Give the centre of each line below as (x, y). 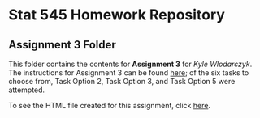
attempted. (27, 90)
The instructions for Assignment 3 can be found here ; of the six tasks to (129, 73)
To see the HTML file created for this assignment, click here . (110, 105)
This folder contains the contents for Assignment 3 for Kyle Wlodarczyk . (130, 64)
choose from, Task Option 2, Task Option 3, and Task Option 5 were (122, 81)
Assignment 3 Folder (62, 45)
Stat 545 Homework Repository (117, 15)
